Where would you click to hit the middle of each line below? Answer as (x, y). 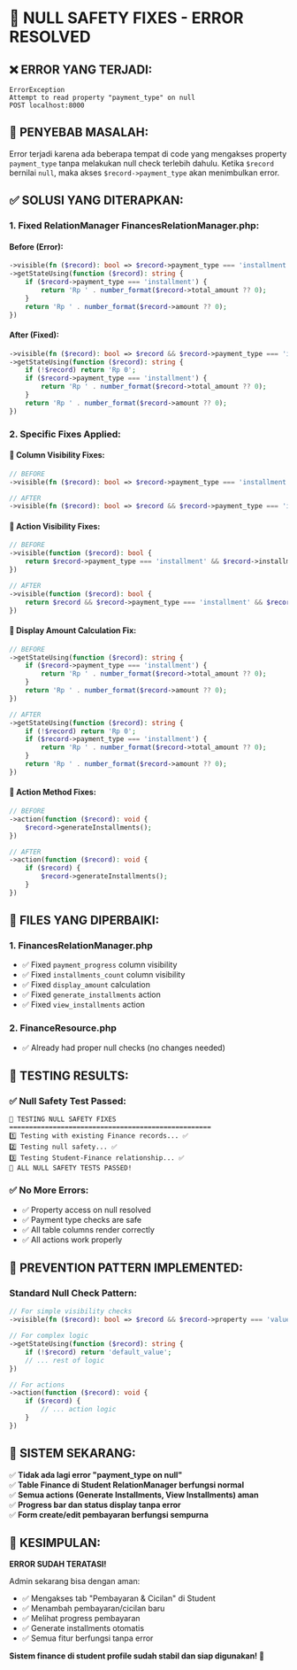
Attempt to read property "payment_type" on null (103, 97)
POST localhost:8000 (47, 105)
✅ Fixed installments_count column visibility (103, 975)
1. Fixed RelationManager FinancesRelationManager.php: (134, 226)
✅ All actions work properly (72, 1240)
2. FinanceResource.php (63, 1028)
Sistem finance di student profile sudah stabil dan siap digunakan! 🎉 (137, 1656)
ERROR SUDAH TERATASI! (58, 1564)
